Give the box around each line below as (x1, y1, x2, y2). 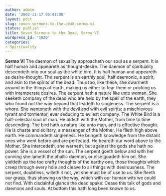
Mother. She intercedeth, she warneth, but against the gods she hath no (5, 143, 153, 149)
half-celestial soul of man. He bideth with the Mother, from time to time (5, 116, 151, 122)
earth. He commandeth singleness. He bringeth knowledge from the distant (5, 132, 161, 138)
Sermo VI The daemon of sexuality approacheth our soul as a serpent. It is (5, 58, 159, 64)
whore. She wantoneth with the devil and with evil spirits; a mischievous (5, 106, 153, 112)
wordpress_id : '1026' (5, 35, 50, 40)
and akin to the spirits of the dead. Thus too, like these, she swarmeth (5, 79, 149, 85)
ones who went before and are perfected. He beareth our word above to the (5, 138, 161, 144)
